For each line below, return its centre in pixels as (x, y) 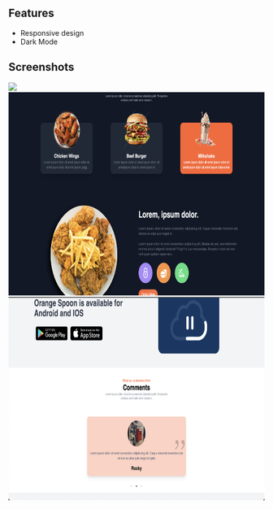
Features (31, 13)
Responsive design (52, 33)
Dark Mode (39, 41)
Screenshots (41, 67)
